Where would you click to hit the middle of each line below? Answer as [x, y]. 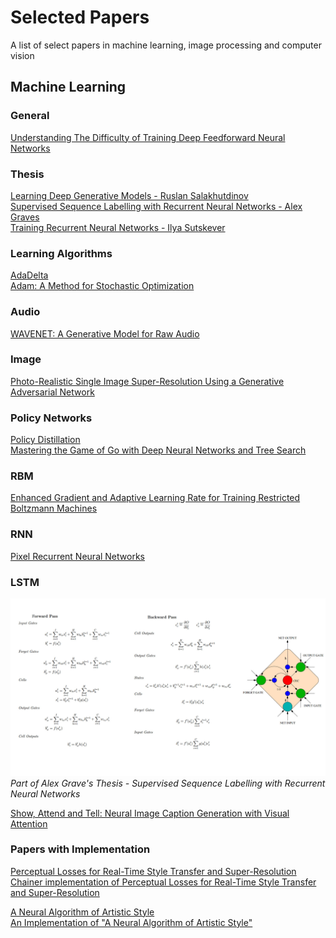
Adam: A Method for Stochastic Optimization [102, 286]
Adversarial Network [52, 392]
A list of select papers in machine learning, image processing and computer [166, 45]
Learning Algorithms [61, 253]
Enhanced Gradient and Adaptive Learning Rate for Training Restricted [155, 498]
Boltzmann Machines [54, 508]
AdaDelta [29, 275]
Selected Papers [80, 17]
